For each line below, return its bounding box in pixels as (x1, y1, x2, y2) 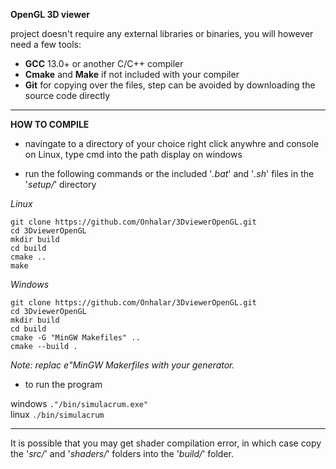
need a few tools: (10, 39, 82, 50)
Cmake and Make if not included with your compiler (24, 69, 240, 80)
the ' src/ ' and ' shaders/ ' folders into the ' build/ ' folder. (10, 448, 234, 459)
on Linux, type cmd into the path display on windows (24, 149, 243, 160)
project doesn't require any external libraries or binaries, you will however (10, 28, 314, 39)
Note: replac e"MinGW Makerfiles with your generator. (10, 359, 235, 371)
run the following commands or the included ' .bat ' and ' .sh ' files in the (24, 168, 315, 179)
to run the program (24, 379, 103, 390)
